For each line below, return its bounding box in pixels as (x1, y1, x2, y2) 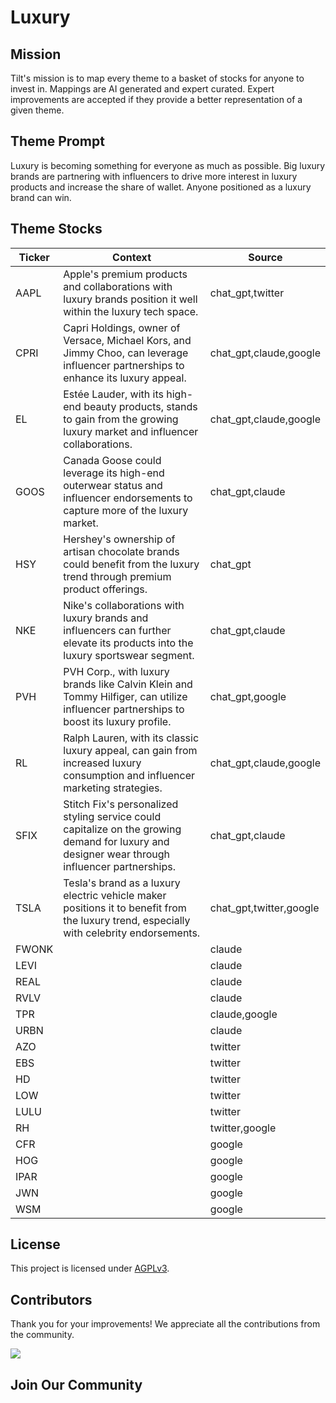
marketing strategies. (63, 781, 163, 795)
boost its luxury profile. (63, 714, 172, 728)
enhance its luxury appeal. (63, 371, 187, 385)
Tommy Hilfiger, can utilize (63, 689, 188, 703)
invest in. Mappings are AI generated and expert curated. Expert (10, 83, 275, 95)
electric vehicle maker (63, 888, 167, 902)
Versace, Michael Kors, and (63, 333, 192, 347)
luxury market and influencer (63, 424, 199, 438)
